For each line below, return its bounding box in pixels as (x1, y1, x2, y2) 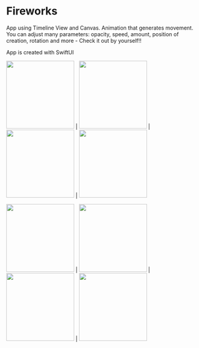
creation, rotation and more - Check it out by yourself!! (6, 37, 142, 44)
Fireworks (6, 4, 58, 18)
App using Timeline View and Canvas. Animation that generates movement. (6, 24, 194, 31)
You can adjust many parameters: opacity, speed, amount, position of (6, 30, 179, 37)
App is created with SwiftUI (6, 48, 74, 55)
